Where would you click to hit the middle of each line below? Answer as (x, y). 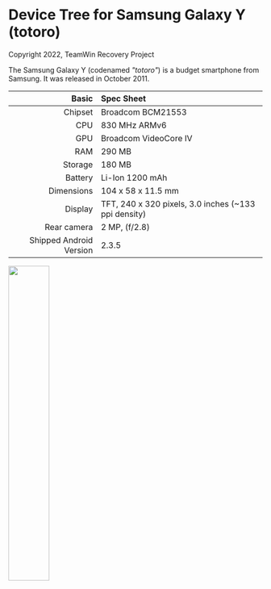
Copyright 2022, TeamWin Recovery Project (81, 54)
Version (79, 250)
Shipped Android (61, 240)
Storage (78, 165)
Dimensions (71, 190)
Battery (79, 178)
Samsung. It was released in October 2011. (79, 78)
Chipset (78, 112)
